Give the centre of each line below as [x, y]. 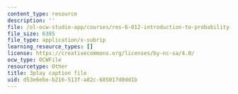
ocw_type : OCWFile [34, 60]
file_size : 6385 [31, 34]
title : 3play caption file [47, 73]
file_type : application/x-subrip [57, 40]
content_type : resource [42, 14]
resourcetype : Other [38, 66]
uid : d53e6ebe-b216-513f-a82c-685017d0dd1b [73, 80]
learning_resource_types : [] [50, 47]
